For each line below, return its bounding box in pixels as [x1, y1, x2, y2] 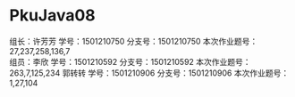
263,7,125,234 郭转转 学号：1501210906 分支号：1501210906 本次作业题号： [9, 68, 290, 78]
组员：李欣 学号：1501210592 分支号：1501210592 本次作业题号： [9, 56, 252, 67]
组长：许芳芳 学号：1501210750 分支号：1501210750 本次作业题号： [9, 36, 258, 46]
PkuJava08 [9, 5, 96, 26]
